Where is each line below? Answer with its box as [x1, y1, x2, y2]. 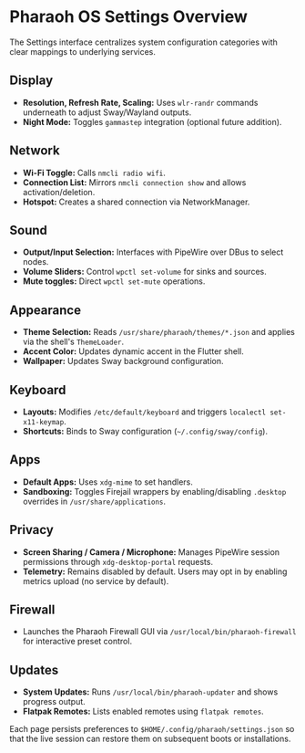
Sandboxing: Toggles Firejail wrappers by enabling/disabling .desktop [22, 486, 287, 497]
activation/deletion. [22, 186, 96, 197]
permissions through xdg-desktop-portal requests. [22, 556, 214, 567]
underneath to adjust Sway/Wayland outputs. [22, 107, 192, 118]
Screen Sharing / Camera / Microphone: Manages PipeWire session [22, 546, 280, 558]
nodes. [22, 256, 49, 267]
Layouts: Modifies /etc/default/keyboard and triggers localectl [22, 406, 267, 417]
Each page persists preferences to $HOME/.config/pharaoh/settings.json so [9, 724, 295, 735]
